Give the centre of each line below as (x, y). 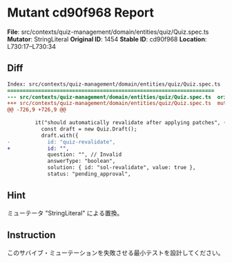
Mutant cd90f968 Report (80, 13)
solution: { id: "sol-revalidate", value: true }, (122, 168)
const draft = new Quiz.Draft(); (89, 129)
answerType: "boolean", (81, 161)
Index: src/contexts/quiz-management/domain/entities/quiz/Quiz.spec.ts (114, 84)
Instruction (31, 235)
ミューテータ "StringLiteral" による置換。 (65, 213)
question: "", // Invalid (85, 155)
